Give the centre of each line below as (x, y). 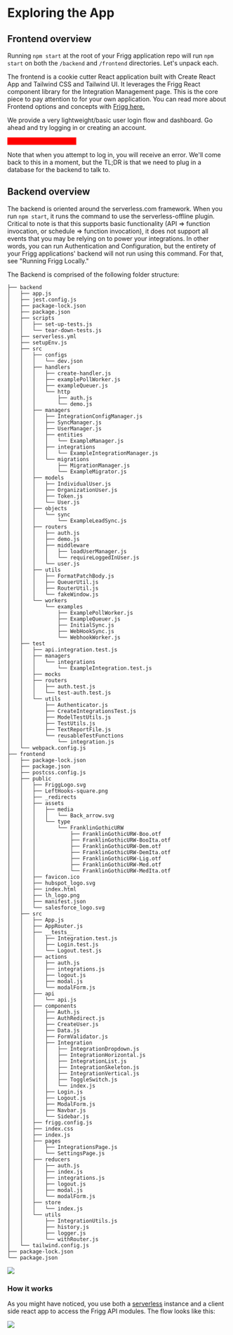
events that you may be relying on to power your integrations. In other (108, 238)
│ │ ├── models (36, 478)
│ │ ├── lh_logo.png (44, 895)
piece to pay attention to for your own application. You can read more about (117, 99)
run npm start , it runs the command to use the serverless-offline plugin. (111, 216)
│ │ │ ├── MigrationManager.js (69, 465)
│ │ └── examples (45, 606)
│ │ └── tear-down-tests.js (54, 330)
